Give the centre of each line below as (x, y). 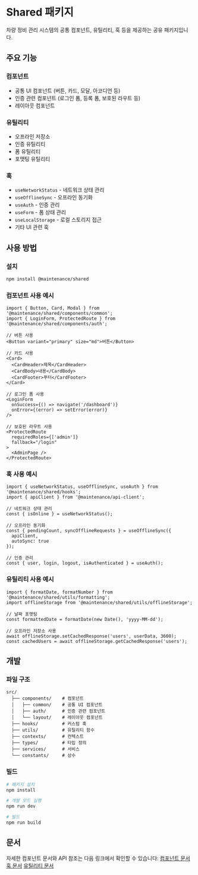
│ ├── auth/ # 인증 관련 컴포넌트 (59, 711)
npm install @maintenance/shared (48, 279)
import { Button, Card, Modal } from (53, 308)
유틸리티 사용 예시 (30, 579)
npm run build (24, 823)
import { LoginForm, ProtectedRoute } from (61, 319)
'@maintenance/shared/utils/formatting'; (58, 597)
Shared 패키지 (40, 12)
